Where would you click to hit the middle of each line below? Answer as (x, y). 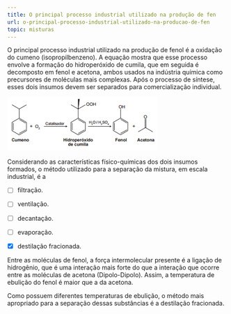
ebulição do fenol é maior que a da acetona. (70, 282)
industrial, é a (27, 177)
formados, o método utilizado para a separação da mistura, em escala (107, 169)
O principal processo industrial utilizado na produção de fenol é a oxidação (115, 50)
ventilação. (33, 204)
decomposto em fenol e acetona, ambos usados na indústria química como (115, 72)
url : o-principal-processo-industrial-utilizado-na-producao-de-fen (109, 22)
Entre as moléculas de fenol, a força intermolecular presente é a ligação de (115, 260)
